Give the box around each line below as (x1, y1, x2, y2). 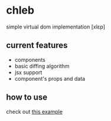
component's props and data (14, 75, 86, 82)
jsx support (14, 69, 43, 76)
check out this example (6, 108, 63, 115)
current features (6, 40, 68, 50)
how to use (6, 93, 48, 103)
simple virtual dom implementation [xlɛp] (6, 23, 105, 30)
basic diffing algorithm (14, 62, 70, 69)
